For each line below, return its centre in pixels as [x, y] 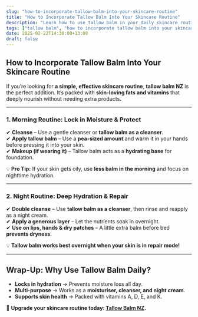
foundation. [20, 157]
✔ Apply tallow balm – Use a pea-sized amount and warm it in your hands [97, 138]
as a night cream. [27, 215]
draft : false [22, 39]
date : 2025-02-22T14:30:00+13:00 [47, 34]
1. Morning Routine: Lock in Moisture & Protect [74, 120]
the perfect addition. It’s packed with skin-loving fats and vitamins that [93, 93]
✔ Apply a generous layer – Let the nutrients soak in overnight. [83, 222]
